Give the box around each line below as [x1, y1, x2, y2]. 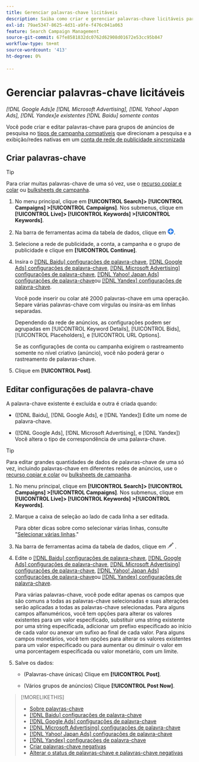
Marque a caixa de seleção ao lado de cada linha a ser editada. [14, 513, 169, 520]
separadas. [14, 308, 43, 315]
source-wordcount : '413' [6, 47, 68, 53]
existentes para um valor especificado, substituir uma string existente [14, 616, 185, 623]
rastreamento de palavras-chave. [14, 356, 97, 363]
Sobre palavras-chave [29, 705, 84, 712]
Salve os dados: [14, 659, 54, 667]
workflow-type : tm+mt [6, 41, 60, 47]
